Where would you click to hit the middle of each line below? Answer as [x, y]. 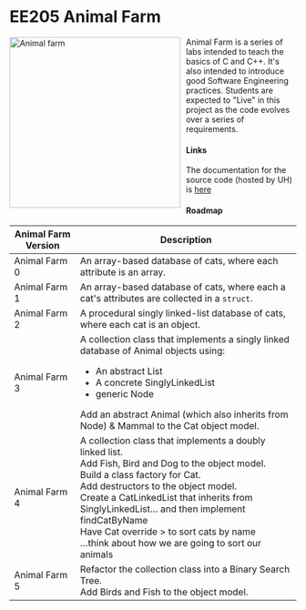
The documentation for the [236, 170]
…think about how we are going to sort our [171, 544]
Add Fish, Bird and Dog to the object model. [173, 463]
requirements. [212, 128]
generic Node [125, 394]
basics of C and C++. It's [233, 61]
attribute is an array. [123, 272]
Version [43, 246]
